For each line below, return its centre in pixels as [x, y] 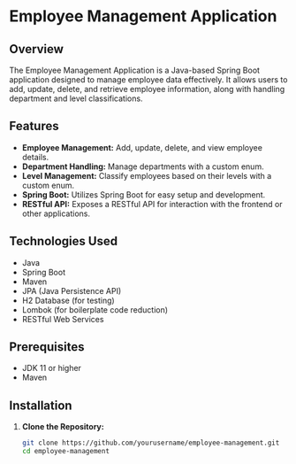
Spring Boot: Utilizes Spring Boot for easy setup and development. [144, 194]
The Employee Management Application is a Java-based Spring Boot [135, 70]
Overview [37, 49]
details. [35, 157]
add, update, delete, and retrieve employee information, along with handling [147, 89]
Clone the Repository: [63, 427]
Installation [41, 405]
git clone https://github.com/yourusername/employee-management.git [151, 443]
